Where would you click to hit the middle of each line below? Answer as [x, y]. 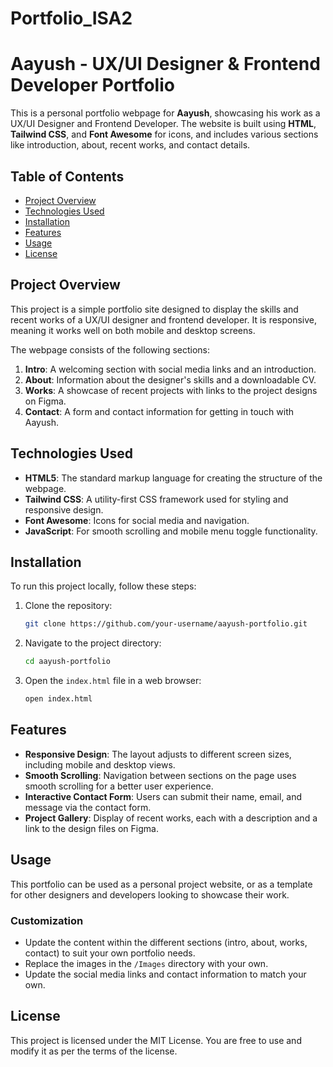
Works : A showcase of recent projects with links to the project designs [171, 390]
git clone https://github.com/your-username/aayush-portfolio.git [166, 624]
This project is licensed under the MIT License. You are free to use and [156, 1040]
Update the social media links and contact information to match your [165, 974]
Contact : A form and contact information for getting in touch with [159, 411]
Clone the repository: [68, 606]
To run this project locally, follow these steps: [103, 586]
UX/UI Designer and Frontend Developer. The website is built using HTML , [163, 124]
